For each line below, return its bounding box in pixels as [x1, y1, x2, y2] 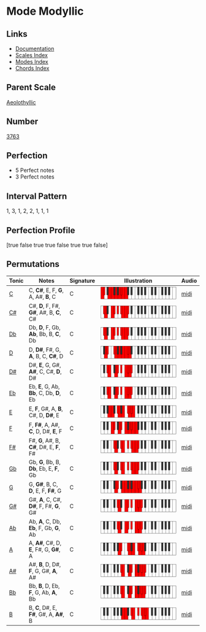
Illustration [124, 277, 153, 285]
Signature [69, 277, 96, 285]
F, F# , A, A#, [28, 422, 60, 429]
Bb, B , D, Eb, [28, 582, 60, 590]
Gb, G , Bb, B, [28, 458, 61, 466]
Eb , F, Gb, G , [28, 524, 61, 531]
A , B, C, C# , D [28, 352, 64, 360]
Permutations [6, 259, 59, 269]
